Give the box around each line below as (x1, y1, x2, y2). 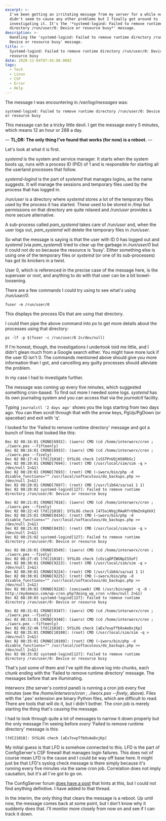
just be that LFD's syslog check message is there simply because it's (5, 760, 146, 766)
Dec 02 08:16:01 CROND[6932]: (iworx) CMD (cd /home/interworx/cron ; (5, 439, 154, 444)
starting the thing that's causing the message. (5, 706, 99, 712)
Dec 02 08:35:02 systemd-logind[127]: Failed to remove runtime (5, 652, 140, 657)
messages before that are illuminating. (5, 675, 83, 681)
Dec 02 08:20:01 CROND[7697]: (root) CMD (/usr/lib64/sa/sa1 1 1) (5, 483, 145, 488)
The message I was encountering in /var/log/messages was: (5, 99, 128, 105)
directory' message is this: (5, 726, 59, 732)
